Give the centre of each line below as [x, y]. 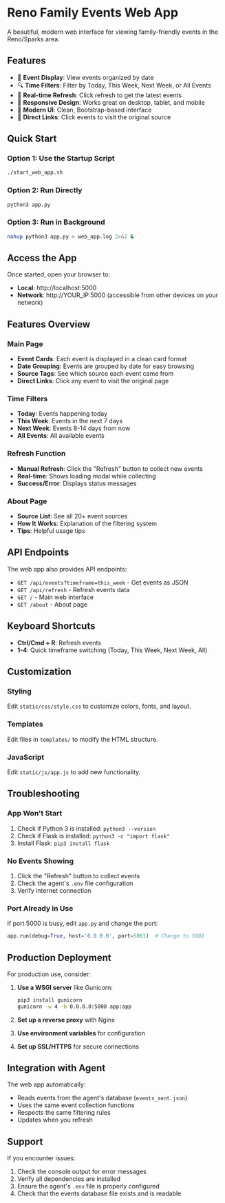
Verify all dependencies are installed [68, 1179]
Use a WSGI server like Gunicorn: [65, 987]
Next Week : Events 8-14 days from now [74, 428]
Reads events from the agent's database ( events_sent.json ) [102, 1098]
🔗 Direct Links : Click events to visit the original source [94, 117]
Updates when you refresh [55, 1120]
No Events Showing [41, 861]
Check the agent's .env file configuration [75, 883]
